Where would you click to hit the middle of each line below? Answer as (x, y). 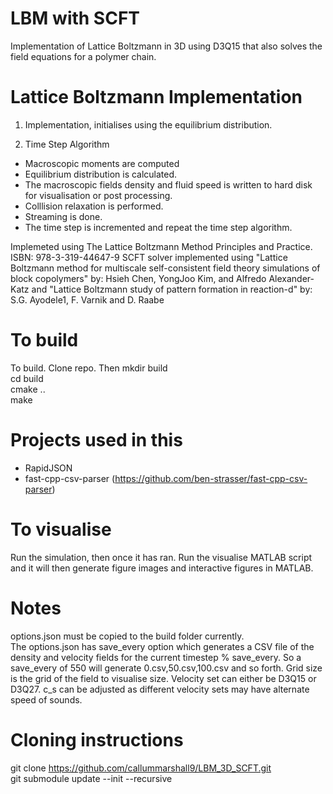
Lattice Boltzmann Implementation (156, 97)
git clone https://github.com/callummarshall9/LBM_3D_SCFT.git (141, 768)
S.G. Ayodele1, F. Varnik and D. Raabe (87, 299)
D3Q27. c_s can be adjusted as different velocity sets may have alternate (160, 689)
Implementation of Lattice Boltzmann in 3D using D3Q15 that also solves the (166, 46)
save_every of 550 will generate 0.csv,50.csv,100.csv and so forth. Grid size (166, 668)
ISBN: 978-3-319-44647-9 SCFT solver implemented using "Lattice (149, 257)
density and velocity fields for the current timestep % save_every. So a (156, 657)
